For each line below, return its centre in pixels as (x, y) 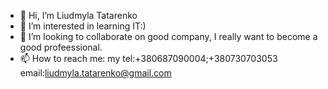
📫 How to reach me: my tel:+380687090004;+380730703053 (148, 58)
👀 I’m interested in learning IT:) (83, 26)
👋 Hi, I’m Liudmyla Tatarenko (78, 15)
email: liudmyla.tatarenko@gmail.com (95, 73)
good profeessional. (61, 47)
